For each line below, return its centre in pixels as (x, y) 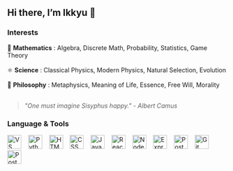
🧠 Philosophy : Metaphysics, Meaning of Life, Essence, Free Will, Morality (113, 85)
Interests (23, 33)
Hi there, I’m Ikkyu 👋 (52, 13)
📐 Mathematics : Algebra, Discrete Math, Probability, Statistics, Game (107, 48)
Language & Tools (38, 124)
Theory (18, 55)
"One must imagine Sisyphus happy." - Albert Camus (101, 106)
